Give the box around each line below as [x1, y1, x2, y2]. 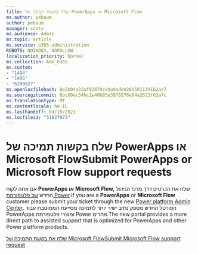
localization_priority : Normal [6, 53, 84, 59]
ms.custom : [6, 64, 33, 71]
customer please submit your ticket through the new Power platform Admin [6, 198, 191, 205]
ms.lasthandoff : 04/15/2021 [6, 109, 76, 115]
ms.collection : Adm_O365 [6, 59, 68, 65]
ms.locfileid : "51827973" [6, 114, 70, 120]
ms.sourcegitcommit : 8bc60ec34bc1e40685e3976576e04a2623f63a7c [6, 92, 167, 98]
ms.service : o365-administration [6, 42, 89, 48]
